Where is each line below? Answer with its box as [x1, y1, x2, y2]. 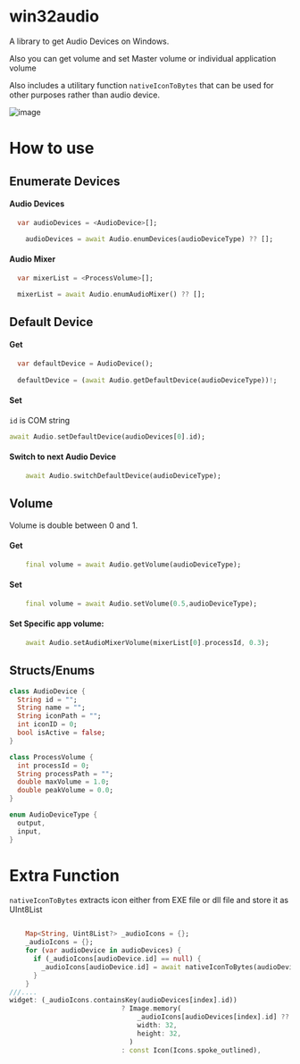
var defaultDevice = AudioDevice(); [17, 359, 154, 368]
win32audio [9, 6, 100, 27]
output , [17, 818, 46, 827]
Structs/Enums [9, 663, 96, 678]
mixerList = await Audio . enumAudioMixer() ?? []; [17, 289, 205, 298]
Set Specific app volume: [9, 618, 104, 629]
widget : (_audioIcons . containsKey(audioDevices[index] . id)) [9, 996, 238, 1005]
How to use [9, 138, 95, 158]
